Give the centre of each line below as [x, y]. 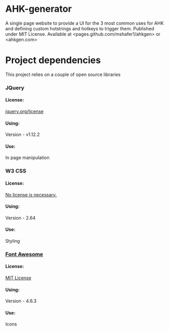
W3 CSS [16, 171]
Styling [13, 241]
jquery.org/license [25, 111]
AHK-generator [39, 9]
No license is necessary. [31, 194]
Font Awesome [24, 254]
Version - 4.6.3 [21, 301]
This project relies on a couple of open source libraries [63, 74]
